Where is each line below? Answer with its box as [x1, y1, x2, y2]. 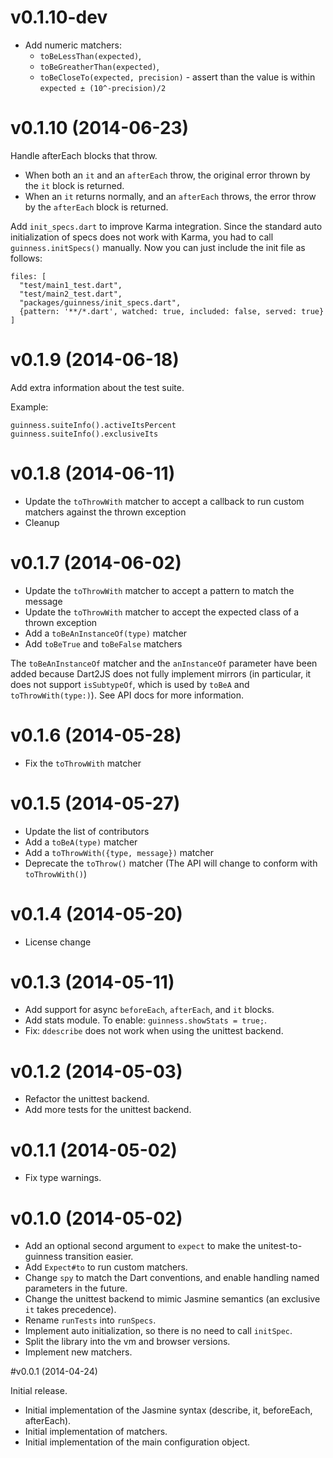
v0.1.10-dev [10, 6, 108, 29]
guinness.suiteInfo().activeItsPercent [10, 420, 177, 430]
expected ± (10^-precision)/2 [39, 83, 167, 93]
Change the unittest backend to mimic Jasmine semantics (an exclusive [24, 1293, 321, 1305]
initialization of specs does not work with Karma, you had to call [10, 231, 274, 243]
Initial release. [10, 1385, 68, 1397]
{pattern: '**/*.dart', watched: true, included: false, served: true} [19, 306, 325, 316]
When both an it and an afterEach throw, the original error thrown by [24, 169, 311, 181]
